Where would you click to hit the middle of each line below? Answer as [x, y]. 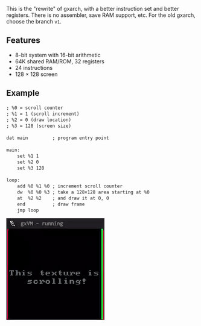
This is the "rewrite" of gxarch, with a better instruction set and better [93, 9]
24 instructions [34, 67]
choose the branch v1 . [34, 21]
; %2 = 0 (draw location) [39, 120]
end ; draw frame [51, 204]
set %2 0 [28, 162]
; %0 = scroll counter [35, 108]
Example [23, 93]
